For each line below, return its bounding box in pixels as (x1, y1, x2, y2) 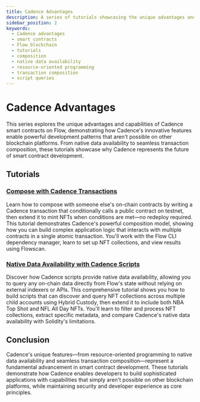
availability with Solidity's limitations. (6, 318, 96, 325)
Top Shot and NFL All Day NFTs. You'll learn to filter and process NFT (6, 305, 176, 313)
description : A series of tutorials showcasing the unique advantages (6, 14, 185, 20)
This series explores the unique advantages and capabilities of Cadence (6, 120, 183, 128)
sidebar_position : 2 (6, 20, 58, 26)
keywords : (6, 25, 31, 32)
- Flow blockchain (11, 42, 58, 48)
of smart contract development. (6, 152, 84, 160)
